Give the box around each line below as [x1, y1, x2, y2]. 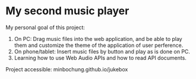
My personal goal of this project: [5, 24, 86, 31]
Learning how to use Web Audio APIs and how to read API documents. [14, 54, 186, 61]
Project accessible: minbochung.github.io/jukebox [5, 65, 128, 72]
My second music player [5, 4, 129, 18]
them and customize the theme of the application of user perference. [14, 42, 184, 49]
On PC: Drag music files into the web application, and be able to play [14, 35, 182, 42]
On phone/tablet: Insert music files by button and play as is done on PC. [14, 48, 191, 55]
